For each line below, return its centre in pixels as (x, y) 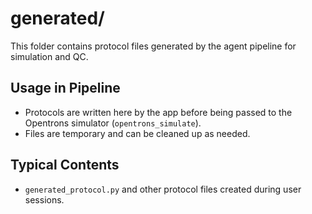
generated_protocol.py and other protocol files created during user (163, 189)
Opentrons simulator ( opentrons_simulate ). (113, 123)
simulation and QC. (49, 56)
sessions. (44, 199)
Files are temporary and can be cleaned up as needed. (137, 133)
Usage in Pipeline (65, 88)
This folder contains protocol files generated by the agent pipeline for (153, 46)
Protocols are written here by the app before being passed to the (158, 112)
